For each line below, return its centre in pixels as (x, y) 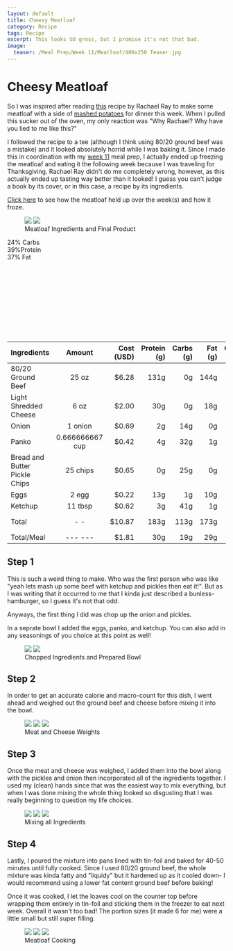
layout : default (31, 14)
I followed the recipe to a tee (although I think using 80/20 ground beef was (115, 142)
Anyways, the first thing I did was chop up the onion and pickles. (100, 614)
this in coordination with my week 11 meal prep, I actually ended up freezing (115, 157)
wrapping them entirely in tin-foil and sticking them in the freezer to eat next (116, 904)
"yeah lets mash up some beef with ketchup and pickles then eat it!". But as (115, 586)
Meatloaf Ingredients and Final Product (80, 229)
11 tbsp (80, 506)
